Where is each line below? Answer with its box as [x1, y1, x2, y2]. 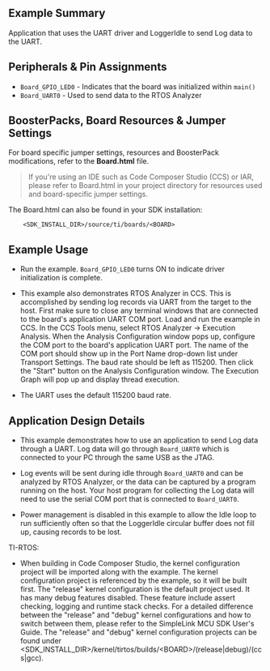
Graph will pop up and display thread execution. [19, 374, 180, 384]
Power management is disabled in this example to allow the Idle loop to [19, 510, 257, 519]
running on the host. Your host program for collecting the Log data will [19, 485, 255, 495]
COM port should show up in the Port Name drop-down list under [19, 348, 238, 359]
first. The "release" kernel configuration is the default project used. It [19, 584, 251, 594]
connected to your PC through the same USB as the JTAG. [19, 453, 215, 463]
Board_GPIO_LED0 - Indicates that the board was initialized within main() [19, 81, 256, 92]
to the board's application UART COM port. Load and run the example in [19, 314, 260, 324]
